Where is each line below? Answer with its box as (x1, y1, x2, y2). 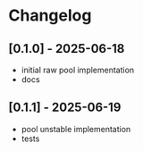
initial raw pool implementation (21, 64, 135, 75)
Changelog (8, 5, 92, 26)
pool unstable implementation (21, 123, 131, 134)
